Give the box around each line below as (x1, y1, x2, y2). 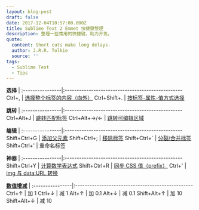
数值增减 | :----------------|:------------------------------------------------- (6, 183, 193, 190)
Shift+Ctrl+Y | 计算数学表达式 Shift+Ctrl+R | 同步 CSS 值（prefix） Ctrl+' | (6, 162, 186, 169)
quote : (6, 36, 23, 42)
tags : (6, 58, 20, 64)
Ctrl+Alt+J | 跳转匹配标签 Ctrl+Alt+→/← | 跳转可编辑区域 (6, 115, 145, 122)
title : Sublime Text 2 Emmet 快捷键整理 (6, 25, 103, 32)
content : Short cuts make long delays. (11, 42, 111, 48)
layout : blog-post (6, 8, 52, 15)
